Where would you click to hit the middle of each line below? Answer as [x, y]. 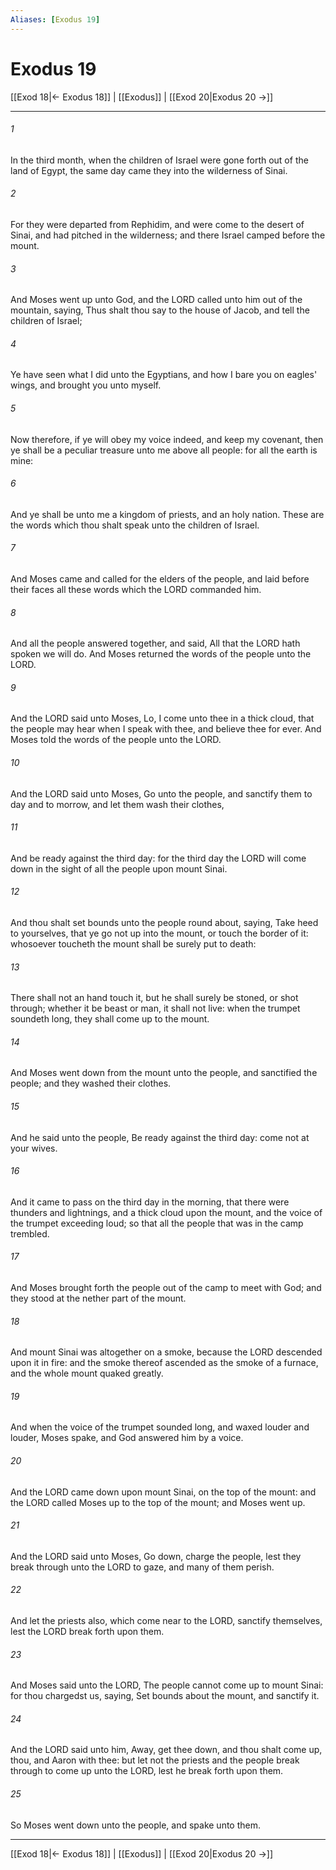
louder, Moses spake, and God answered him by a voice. [127, 1438]
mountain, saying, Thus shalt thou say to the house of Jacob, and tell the [160, 310]
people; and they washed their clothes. [91, 1083]
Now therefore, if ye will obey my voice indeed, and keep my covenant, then [167, 439]
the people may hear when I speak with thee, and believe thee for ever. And [166, 729]
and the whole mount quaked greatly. [87, 1373]
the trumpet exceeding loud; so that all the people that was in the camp [157, 1223]
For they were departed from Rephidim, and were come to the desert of [157, 224]
